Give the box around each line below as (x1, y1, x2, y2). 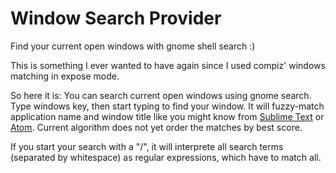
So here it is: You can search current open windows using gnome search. (10, 89, 312, 101)
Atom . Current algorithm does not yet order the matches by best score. (10, 121, 303, 133)
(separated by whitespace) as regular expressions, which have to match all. (10, 151, 322, 163)
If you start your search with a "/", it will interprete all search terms (10, 140, 284, 152)
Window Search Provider (10, 7, 222, 30)
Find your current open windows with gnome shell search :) (10, 40, 256, 52)
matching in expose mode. (10, 70, 120, 82)
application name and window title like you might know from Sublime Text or (10, 110, 325, 122)
